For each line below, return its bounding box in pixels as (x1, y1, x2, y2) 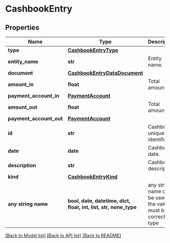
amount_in (8, 81, 34, 88)
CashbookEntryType (67, 47, 118, 54)
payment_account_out (8, 115, 63, 122)
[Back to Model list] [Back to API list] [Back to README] (5, 232, 121, 238)
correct (148, 213, 165, 220)
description (8, 162, 36, 169)
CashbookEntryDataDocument (67, 69, 143, 76)
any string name (8, 200, 48, 208)
